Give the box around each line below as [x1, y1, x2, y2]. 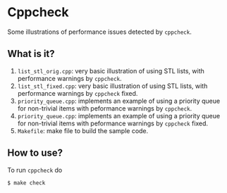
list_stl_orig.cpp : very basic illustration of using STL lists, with [17, 66, 204, 75]
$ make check [7, 179, 46, 187]
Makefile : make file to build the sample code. [17, 126, 149, 135]
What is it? [7, 48, 55, 60]
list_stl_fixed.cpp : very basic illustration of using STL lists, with [17, 82, 208, 90]
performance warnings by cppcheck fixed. [17, 89, 138, 97]
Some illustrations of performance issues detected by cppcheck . [7, 27, 192, 36]
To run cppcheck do [7, 166, 63, 174]
